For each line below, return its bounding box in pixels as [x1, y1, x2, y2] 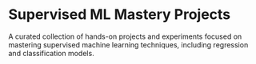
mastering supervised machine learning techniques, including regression [8, 40, 249, 49]
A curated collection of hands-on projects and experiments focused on [8, 32, 242, 41]
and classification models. [8, 48, 94, 58]
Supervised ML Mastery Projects [8, 6, 231, 24]
